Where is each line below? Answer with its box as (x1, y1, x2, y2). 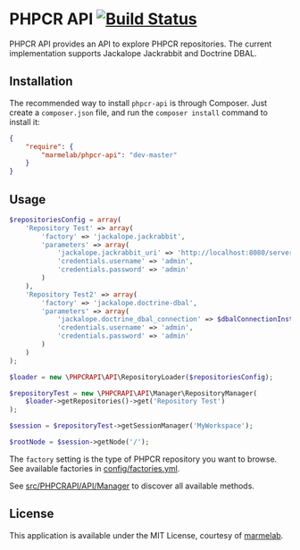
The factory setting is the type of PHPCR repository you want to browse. (9, 454, 278, 464)
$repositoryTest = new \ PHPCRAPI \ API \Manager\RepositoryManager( (9, 388, 257, 397)
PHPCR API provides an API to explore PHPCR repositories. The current (9, 38, 272, 49)
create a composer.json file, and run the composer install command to (9, 107, 268, 118)
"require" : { (25, 142, 74, 151)
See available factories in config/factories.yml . (9, 462, 180, 473)
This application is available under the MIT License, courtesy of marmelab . (9, 529, 284, 540)
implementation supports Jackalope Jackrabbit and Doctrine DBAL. (9, 47, 257, 58)
